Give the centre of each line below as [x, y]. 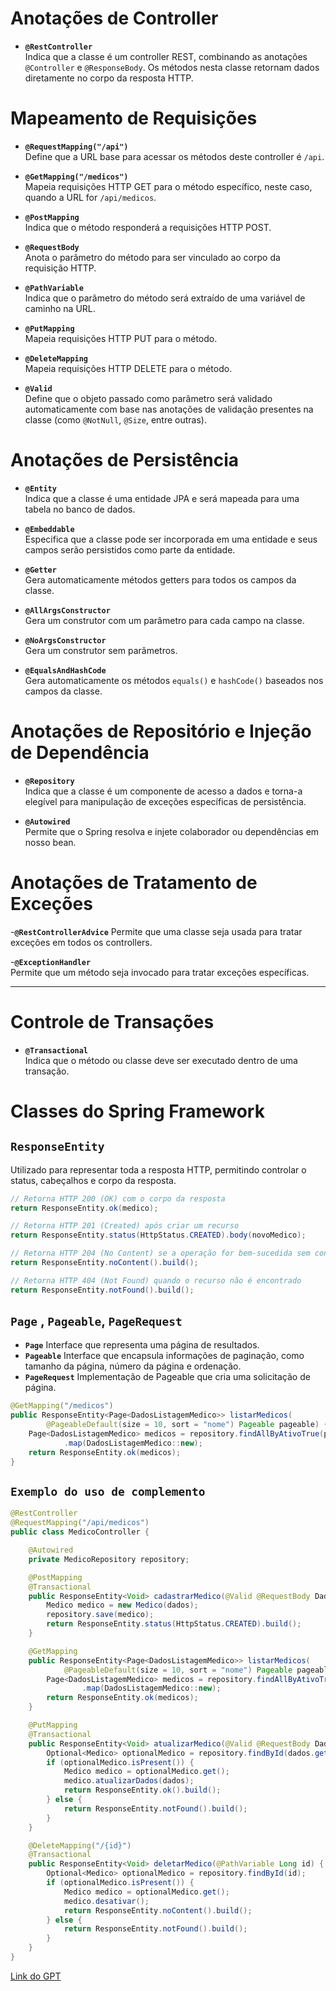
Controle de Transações [112, 1021]
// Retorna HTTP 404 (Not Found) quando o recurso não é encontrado [156, 1280]
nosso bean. [50, 842]
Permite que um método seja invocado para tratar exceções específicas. [160, 972]
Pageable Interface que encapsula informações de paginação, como [164, 1356]
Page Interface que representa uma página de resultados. [142, 1345]
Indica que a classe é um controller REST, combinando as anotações [166, 56]
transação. [47, 1071]
